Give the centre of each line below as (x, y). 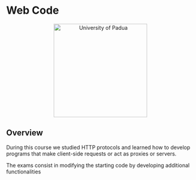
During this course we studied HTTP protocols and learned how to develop (98, 147)
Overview (25, 133)
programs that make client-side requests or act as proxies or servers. (91, 154)
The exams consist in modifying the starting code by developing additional (98, 165)
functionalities (24, 172)
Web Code (33, 10)
